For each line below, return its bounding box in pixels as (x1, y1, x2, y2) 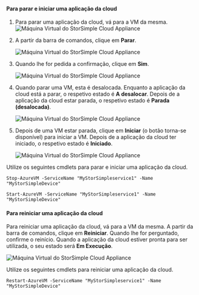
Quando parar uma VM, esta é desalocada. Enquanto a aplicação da (15, 84, 186, 91)
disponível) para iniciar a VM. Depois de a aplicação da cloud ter (15, 133, 177, 141)
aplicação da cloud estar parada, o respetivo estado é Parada (15, 97, 170, 104)
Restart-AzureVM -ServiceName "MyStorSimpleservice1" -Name (6, 278, 162, 284)
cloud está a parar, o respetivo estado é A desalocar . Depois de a (15, 90, 180, 98)
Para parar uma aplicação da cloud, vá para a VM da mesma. (15, 18, 168, 26)
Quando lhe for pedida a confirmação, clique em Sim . (15, 60, 149, 68)
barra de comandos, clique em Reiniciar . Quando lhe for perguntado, (6, 229, 180, 237)
